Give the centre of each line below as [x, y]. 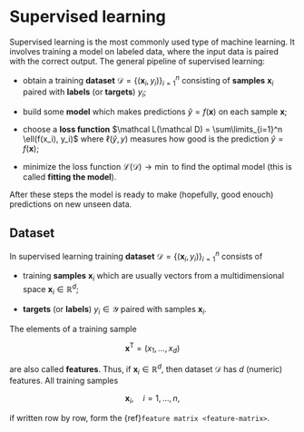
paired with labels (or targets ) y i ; [84, 93]
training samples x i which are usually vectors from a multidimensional [153, 277]
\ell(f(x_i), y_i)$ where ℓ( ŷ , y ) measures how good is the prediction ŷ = [153, 139]
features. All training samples [64, 381]
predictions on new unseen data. [71, 204]
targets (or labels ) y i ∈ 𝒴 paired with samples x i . [114, 310]
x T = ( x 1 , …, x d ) [152, 348]
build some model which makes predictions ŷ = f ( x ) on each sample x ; [155, 112]
